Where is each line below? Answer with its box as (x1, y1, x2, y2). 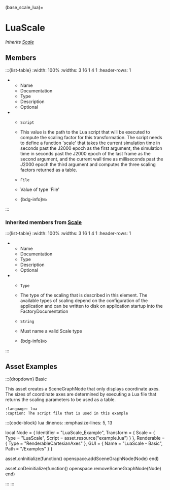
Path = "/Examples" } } (5, 445, 53, 451)
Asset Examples (5, 363, 57, 371)
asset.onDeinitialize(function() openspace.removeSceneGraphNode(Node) (5, 465, 161, 471)
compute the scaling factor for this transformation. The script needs (20, 134, 162, 140)
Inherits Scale (5, 39, 34, 45)
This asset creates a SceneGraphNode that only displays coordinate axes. (5, 385, 160, 391)
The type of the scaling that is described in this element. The (20, 292, 148, 299)
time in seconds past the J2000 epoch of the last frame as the (20, 150, 151, 156)
